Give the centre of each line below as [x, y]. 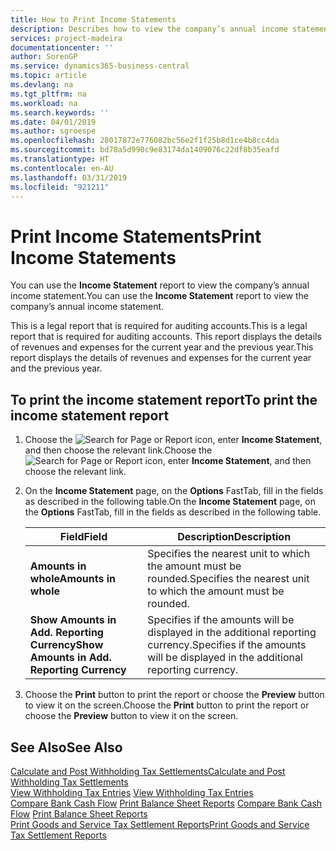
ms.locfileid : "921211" [60, 187]
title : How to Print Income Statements [93, 19]
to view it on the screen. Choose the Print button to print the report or [167, 705]
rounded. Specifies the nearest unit [228, 579]
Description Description [234, 537]
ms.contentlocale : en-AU [62, 168]
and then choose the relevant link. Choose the [118, 450]
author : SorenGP [44, 57]
